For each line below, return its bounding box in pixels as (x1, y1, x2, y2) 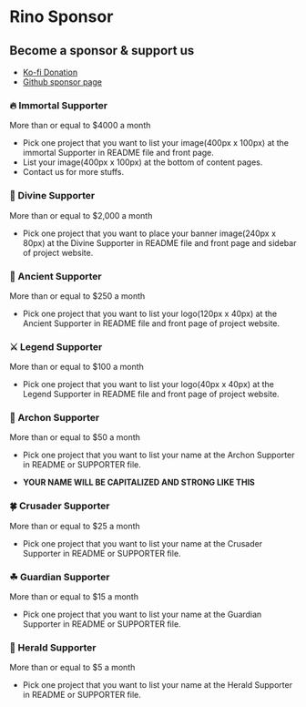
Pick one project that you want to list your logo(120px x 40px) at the (22, 308, 278, 319)
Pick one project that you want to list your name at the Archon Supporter (22, 449, 295, 461)
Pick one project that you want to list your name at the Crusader (22, 538, 262, 548)
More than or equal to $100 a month (9, 362, 144, 373)
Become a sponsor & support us (9, 43, 195, 58)
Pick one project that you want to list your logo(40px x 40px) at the (22, 379, 275, 390)
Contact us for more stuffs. (22, 167, 125, 178)
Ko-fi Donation (22, 67, 78, 77)
